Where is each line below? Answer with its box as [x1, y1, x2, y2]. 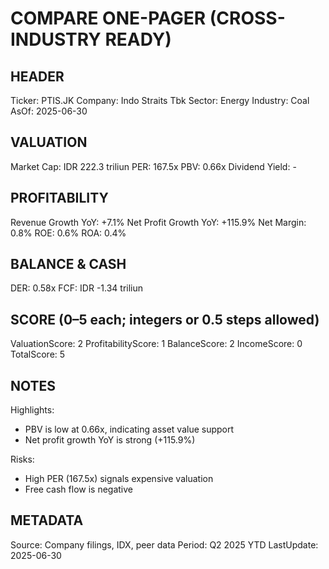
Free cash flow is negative [24, 483, 133, 496]
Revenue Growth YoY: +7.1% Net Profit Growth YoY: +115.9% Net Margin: [10, 216, 307, 228]
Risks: [10, 453, 35, 466]
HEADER [10, 68, 65, 85]
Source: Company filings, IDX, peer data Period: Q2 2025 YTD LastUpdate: [10, 538, 319, 551]
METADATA [10, 512, 84, 529]
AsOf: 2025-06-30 [10, 105, 88, 117]
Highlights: [10, 404, 55, 416]
